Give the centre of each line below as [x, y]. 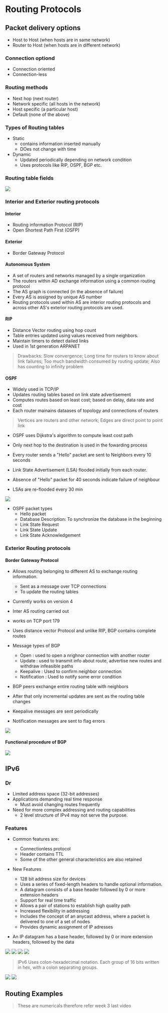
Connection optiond [30, 58]
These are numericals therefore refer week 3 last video [74, 1006]
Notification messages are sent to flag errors [59, 721]
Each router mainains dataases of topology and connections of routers [85, 411]
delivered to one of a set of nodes [55, 922]
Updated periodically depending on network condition [76, 160]
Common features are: [36, 839]
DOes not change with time [48, 149]
